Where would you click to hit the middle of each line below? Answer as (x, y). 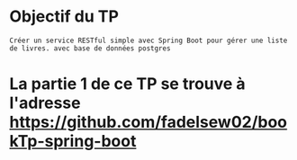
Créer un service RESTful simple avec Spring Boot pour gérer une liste (148, 40)
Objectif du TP (64, 17)
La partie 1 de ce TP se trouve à (127, 84)
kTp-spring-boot (73, 142)
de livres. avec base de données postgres (90, 48)
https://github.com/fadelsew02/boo (148, 122)
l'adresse (45, 103)
